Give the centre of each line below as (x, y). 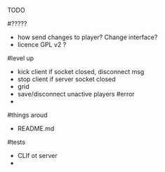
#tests (16, 142)
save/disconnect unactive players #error (76, 94)
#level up (21, 58)
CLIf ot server (37, 156)
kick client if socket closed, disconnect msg (81, 72)
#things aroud (27, 115)
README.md (36, 128)
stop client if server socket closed (66, 79)
